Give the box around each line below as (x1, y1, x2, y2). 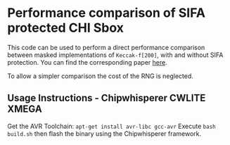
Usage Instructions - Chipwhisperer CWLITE (7, 92, 206, 104)
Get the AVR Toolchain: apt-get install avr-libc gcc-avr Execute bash (7, 122, 216, 130)
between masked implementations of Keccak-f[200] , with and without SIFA (7, 51, 224, 59)
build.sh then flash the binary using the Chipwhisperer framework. (7, 129, 202, 138)
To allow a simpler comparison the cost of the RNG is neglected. (7, 72, 193, 80)
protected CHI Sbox (7, 20, 124, 36)
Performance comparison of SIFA (7, 5, 206, 21)
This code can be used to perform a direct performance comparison (7, 43, 205, 51)
